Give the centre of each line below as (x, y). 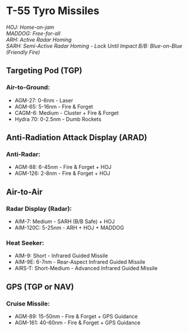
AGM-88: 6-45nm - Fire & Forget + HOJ (63, 167)
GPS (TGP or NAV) (40, 287)
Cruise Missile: (28, 303)
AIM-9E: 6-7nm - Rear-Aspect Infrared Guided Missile (80, 262)
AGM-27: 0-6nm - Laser (44, 100)
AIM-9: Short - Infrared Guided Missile (61, 256)
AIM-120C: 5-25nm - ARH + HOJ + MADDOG (69, 228)
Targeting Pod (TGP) (44, 71)
